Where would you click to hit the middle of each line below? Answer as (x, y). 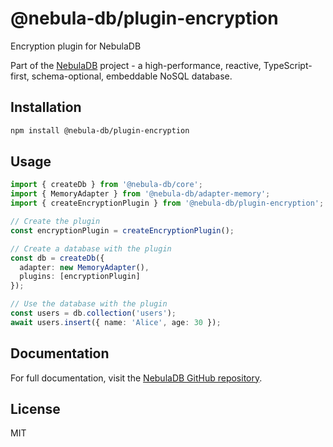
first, (20, 76)
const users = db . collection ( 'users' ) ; (93, 313)
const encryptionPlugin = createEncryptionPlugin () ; (122, 230)
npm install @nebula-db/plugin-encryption (100, 130)
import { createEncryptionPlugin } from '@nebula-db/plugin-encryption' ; (167, 203)
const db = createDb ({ (57, 258)
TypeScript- (288, 65)
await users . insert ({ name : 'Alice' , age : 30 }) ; (116, 322)
